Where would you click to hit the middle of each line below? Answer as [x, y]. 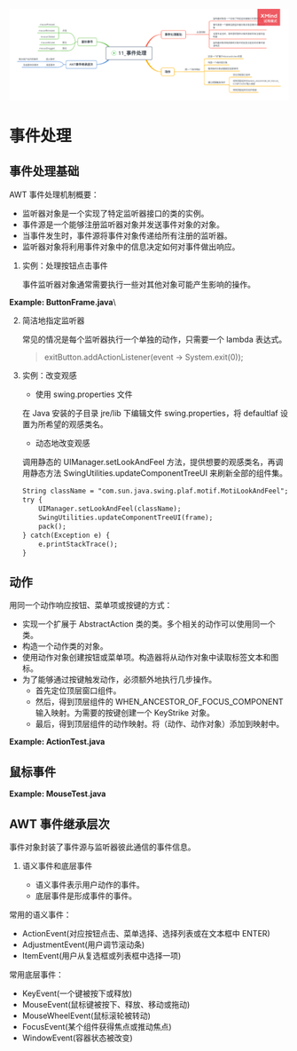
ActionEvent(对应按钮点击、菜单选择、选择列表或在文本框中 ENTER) [146, 933]
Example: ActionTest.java [57, 742]
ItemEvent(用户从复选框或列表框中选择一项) [102, 955]
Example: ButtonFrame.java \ [63, 302]
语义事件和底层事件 [57, 865]
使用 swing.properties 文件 [84, 394]
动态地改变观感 [63, 443]
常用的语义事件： [40, 914]
